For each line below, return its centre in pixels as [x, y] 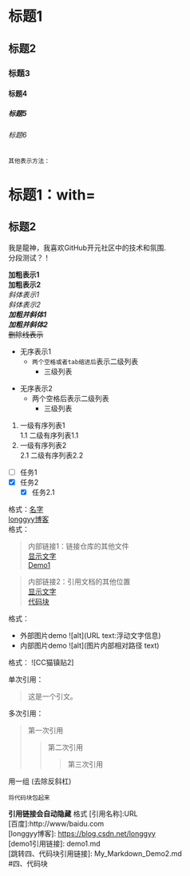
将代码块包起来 [29, 798]
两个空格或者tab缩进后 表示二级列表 [85, 361]
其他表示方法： [29, 161]
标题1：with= [52, 194]
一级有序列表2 [43, 445]
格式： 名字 [26, 509]
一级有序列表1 [42, 425]
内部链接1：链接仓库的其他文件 [78, 546]
